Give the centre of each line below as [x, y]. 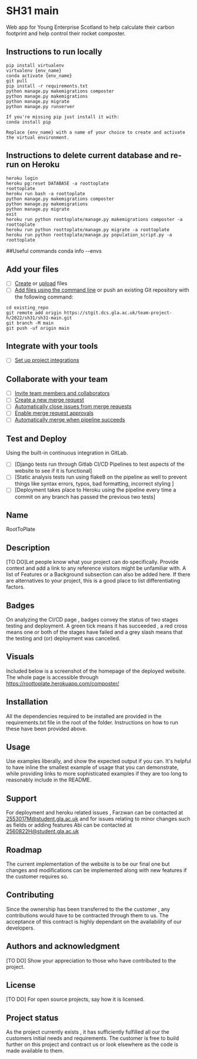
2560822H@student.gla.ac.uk [43, 831]
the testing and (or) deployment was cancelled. [63, 638]
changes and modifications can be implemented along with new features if [96, 870]
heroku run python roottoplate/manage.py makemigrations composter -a [94, 219]
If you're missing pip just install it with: [63, 117]
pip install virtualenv [35, 65]
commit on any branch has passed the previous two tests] [85, 497]
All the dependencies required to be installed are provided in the [84, 716]
